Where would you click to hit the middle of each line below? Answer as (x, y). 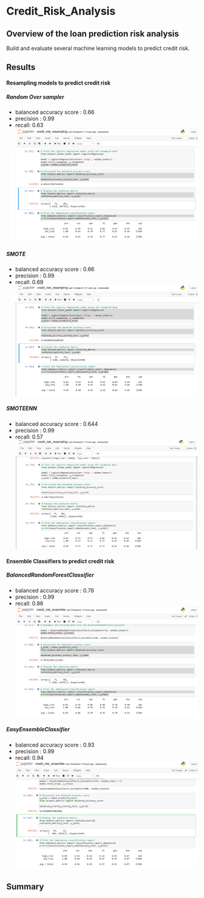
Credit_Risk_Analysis (61, 11)
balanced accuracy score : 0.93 (55, 745)
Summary (25, 886)
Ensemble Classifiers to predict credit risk (60, 561)
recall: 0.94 (29, 757)
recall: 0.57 (29, 437)
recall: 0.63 (29, 125)
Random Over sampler (36, 97)
